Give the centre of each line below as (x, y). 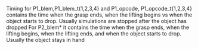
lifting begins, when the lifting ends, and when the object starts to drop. (94, 34)
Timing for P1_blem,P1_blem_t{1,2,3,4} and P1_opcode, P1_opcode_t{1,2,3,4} (99, 9)
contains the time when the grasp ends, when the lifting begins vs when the (99, 15)
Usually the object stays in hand (46, 40)
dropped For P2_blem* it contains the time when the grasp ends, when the (98, 27)
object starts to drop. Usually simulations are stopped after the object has (96, 21)
